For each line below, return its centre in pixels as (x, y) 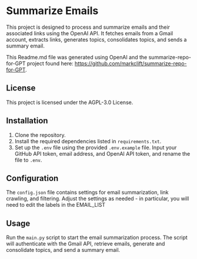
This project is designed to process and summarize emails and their (88, 27)
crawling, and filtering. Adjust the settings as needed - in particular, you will (98, 199)
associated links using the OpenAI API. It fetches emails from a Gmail (90, 33)
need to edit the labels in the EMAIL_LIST (56, 205)
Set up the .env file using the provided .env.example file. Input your (96, 147)
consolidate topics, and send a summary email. (63, 250)
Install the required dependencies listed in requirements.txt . (88, 141)
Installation (27, 121)
